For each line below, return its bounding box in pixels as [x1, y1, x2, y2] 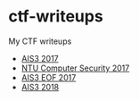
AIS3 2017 [20, 53, 59, 63]
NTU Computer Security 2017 [20, 63, 130, 73]
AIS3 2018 [20, 81, 60, 92]
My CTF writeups [8, 36, 72, 46]
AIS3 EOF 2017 [20, 72, 77, 82]
